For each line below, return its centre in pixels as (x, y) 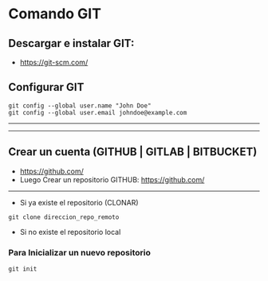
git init (23, 269)
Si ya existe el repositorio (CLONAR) (79, 202)
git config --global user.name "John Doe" (80, 105)
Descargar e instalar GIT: (71, 43)
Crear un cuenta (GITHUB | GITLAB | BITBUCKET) (133, 152)
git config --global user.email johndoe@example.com (98, 112)
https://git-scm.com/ (54, 62)
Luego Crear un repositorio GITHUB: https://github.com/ (112, 179)
